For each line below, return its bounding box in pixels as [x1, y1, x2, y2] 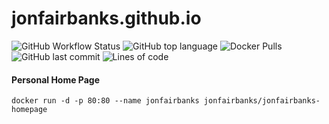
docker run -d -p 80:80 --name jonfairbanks [11, 96, 200, 106]
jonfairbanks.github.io [11, 7, 202, 30]
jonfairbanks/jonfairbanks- [203, 96, 321, 106]
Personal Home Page [11, 73, 101, 86]
